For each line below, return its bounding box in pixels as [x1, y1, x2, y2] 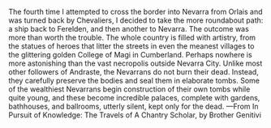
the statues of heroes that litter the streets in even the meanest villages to [8, 41, 255, 51]
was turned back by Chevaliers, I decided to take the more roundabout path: [8, 15, 264, 25]
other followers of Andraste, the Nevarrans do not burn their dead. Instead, [8, 67, 260, 76]
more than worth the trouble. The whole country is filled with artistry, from [8, 32, 256, 42]
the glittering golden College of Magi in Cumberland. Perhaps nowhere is [8, 50, 253, 59]
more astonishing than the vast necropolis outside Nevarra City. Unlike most [8, 58, 263, 68]
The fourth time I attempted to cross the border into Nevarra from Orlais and [8, 7, 263, 16]
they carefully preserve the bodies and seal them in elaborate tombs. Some [8, 76, 260, 85]
